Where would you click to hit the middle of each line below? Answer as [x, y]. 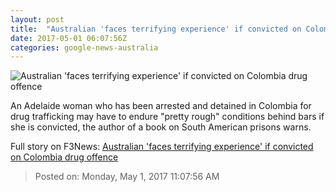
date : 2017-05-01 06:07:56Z [69, 38]
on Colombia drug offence [64, 157]
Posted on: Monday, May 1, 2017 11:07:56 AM [127, 177]
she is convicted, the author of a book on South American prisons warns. [161, 127]
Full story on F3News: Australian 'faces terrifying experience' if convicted [162, 147]
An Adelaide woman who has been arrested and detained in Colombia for [161, 106]
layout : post [37, 19]
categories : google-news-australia [84, 47]
